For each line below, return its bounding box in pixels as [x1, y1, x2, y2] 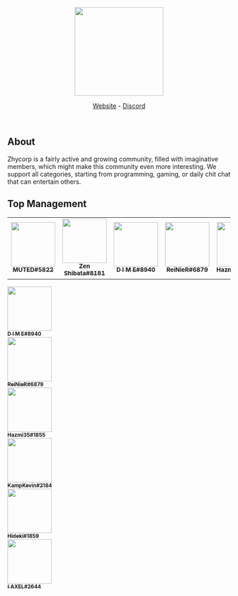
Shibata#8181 [63, 270, 106, 277]
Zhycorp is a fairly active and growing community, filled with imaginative [7, 155, 218, 163]
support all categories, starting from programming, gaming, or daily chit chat [7, 170, 231, 178]
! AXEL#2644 [7, 583, 41, 590]
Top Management [7, 198, 87, 210]
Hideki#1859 [7, 532, 40, 539]
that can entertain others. [7, 177, 81, 186]
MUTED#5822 [13, 266, 54, 274]
